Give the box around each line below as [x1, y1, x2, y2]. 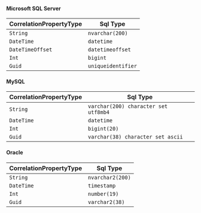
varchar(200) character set [87, 103, 168, 110]
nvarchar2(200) [87, 174, 132, 181]
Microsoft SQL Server [6, 5, 61, 12]
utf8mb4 [87, 109, 109, 116]
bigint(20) [87, 125, 119, 132]
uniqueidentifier [87, 63, 138, 70]
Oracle [6, 149, 23, 156]
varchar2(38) [87, 199, 125, 205]
